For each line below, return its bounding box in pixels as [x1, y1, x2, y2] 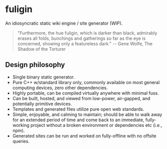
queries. [12, 138, 30, 144]
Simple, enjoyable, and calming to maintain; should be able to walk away [12, 111, 162, 117]
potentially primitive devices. [12, 101, 72, 107]
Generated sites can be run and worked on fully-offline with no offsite [12, 132, 156, 139]
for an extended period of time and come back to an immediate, [12, 117, 144, 123]
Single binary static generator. [12, 74, 75, 80]
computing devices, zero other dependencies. [12, 85, 108, 91]
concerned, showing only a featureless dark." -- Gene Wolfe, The [17, 40, 153, 46]
